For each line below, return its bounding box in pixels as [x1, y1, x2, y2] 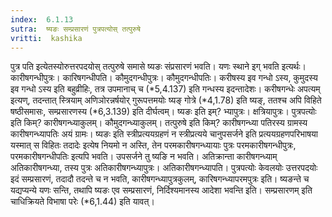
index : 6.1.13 [10, 14, 74, 25]
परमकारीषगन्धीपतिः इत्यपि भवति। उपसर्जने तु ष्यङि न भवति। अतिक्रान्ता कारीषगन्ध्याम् [10, 151, 278, 163]
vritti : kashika [10, 33, 83, 43]
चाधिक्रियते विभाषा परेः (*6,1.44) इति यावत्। [10, 196, 155, 208]
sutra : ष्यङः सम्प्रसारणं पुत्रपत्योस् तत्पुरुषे [10, 24, 141, 34]
